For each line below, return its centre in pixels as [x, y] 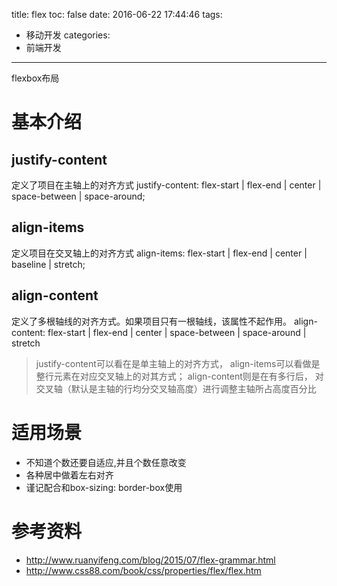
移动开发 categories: [68, 35]
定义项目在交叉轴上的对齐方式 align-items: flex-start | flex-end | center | [159, 253]
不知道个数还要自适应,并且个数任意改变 [106, 462]
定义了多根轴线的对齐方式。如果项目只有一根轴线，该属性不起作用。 [151, 321]
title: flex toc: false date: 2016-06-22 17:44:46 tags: [117, 14]
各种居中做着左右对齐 [69, 475]
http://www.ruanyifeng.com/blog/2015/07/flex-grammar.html [150, 560]
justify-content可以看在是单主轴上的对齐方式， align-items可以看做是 [178, 363]
